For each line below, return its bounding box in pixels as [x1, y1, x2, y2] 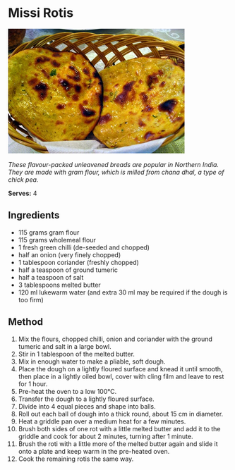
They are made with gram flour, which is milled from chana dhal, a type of [8, 168, 224, 176]
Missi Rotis [8, 5, 73, 21]
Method [8, 316, 44, 328]
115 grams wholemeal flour [18, 235, 96, 244]
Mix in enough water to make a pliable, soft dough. [18, 357, 166, 366]
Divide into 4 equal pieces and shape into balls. [18, 402, 156, 410]
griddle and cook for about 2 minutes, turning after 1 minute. [18, 432, 193, 440]
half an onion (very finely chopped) [18, 250, 121, 259]
